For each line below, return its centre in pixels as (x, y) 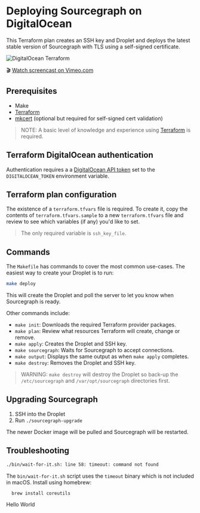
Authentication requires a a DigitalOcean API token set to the (81, 169)
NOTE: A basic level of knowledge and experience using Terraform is (106, 130)
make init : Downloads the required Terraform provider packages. (95, 325)
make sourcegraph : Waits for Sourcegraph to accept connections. (94, 350)
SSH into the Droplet (40, 414)
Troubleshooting (38, 451)
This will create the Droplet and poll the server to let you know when (90, 295)
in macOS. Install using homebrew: (49, 482)
